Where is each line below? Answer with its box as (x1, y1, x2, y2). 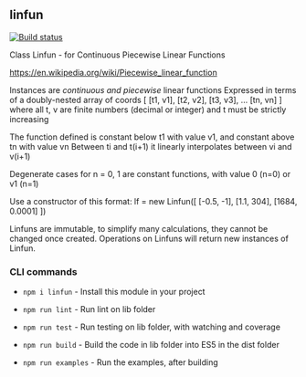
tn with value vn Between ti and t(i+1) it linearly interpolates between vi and (9, 141, 292, 152)
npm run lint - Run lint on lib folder (22, 304, 156, 315)
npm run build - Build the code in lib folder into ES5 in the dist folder (22, 340, 280, 351)
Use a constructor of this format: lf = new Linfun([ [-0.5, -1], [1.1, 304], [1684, (9, 195, 298, 206)
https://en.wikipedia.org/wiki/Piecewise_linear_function (9, 67, 217, 78)
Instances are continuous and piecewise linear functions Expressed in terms (9, 84, 297, 95)
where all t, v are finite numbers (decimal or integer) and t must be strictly (9, 104, 287, 115)
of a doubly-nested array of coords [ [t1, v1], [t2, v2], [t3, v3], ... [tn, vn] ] (9, 94, 283, 105)
